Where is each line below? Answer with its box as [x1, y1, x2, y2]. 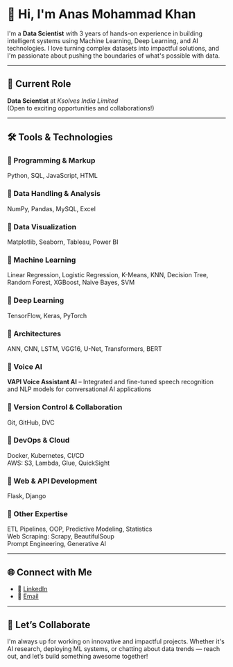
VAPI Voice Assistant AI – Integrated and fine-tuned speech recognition [7, 378, 214, 386]
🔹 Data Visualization [7, 222, 77, 231]
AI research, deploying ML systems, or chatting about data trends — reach [7, 645, 221, 653]
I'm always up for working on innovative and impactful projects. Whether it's [7, 637, 225, 645]
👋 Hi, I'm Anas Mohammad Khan [7, 6, 196, 22]
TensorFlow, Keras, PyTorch [7, 311, 87, 320]
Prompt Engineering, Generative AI [7, 540, 106, 548]
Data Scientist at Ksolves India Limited [7, 97, 119, 105]
